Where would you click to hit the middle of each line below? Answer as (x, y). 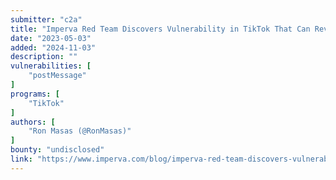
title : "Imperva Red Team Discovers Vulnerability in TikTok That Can (160, 29)
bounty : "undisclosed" (57, 150)
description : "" (44, 57)
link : (21, 159)
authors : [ (33, 122)
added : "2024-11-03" (53, 47)
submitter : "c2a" (46, 19)
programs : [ (35, 94)
